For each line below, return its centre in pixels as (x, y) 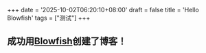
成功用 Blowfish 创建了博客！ (67, 41)
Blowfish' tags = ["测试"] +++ (49, 18)
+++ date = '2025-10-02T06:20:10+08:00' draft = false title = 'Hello (103, 10)
